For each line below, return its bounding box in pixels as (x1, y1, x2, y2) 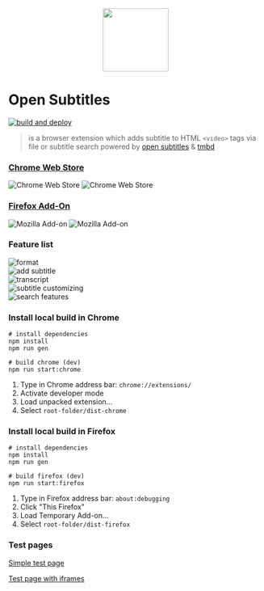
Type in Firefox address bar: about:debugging (19, 493, 170, 504)
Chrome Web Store (8, 162, 85, 173)
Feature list (8, 239, 54, 250)
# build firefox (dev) (8, 472, 85, 480)
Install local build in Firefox (8, 426, 115, 437)
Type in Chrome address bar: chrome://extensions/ (19, 380, 192, 390)
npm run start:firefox (8, 479, 85, 488)
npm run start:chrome (8, 365, 82, 374)
